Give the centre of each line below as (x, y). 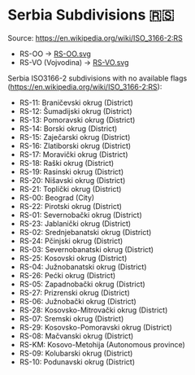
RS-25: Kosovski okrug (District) (73, 258)
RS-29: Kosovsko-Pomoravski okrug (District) (95, 327)
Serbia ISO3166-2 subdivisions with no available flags (97, 78)
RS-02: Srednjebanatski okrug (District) (85, 232)
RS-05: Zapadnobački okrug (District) (82, 284)
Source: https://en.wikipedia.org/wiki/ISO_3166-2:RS (95, 37)
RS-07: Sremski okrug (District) (71, 318)
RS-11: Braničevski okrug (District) (76, 102)
